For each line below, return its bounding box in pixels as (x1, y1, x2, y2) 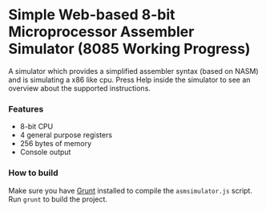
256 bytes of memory (19, 139, 92, 149)
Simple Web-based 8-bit (8, 6, 175, 24)
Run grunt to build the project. (8, 194, 108, 204)
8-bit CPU (19, 122, 54, 132)
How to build (8, 167, 58, 178)
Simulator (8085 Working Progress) (8, 40, 251, 58)
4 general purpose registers (19, 130, 113, 140)
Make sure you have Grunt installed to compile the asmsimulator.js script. (8, 185, 252, 195)
